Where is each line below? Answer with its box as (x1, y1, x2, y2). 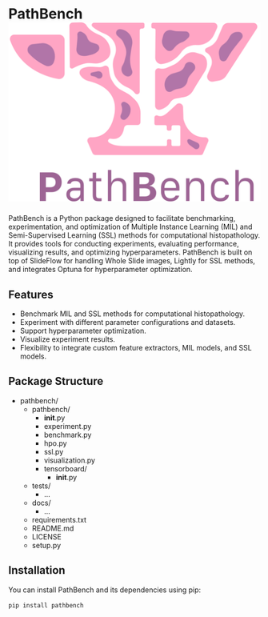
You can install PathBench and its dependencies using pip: (8, 585, 202, 595)
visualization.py (43, 455, 96, 465)
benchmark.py (43, 430, 92, 439)
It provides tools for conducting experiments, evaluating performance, (8, 239, 239, 249)
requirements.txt (31, 515, 86, 524)
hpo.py (43, 438, 67, 448)
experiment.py (43, 421, 92, 431)
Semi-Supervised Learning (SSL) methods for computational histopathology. (8, 230, 261, 240)
